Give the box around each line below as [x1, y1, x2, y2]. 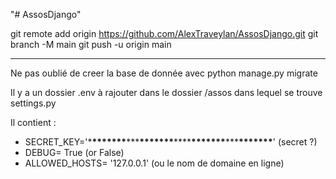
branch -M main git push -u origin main [10, 39, 172, 50]
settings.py [10, 97, 57, 109]
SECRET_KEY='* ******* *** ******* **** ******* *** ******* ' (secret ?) [24, 136, 318, 148]
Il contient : [10, 117, 57, 128]
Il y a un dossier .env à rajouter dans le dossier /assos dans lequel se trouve [10, 87, 323, 98]
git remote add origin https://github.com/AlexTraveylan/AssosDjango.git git [10, 28, 319, 39]
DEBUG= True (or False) [24, 147, 125, 158]
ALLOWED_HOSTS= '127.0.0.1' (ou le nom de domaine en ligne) [24, 157, 285, 169]
